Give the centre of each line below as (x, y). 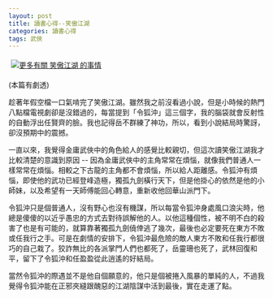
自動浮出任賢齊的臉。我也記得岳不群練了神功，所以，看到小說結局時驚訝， (140, 123)
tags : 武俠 (26, 39)
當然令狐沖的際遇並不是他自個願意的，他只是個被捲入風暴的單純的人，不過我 (136, 276)
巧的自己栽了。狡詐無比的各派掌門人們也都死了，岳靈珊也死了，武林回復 (129, 248)
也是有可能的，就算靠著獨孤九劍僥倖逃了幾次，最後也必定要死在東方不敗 (143, 228)
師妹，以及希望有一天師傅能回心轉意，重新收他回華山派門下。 (112, 191)
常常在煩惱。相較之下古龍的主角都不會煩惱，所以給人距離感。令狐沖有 (132, 171)
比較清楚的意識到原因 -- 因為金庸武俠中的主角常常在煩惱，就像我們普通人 (131, 160)
